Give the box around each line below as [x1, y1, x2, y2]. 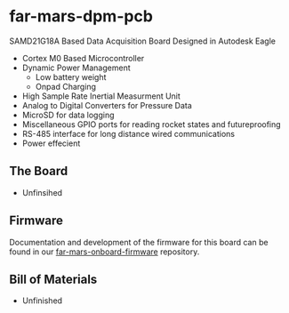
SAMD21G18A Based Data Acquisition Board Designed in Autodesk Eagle [9, 36, 276, 46]
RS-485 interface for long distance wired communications [21, 128, 236, 139]
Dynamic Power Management [21, 62, 131, 73]
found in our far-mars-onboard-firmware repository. [9, 246, 200, 257]
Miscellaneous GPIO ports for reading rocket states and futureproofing [21, 118, 282, 130]
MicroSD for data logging [21, 109, 115, 120]
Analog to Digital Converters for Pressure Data [21, 100, 193, 110]
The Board [9, 164, 68, 179]
